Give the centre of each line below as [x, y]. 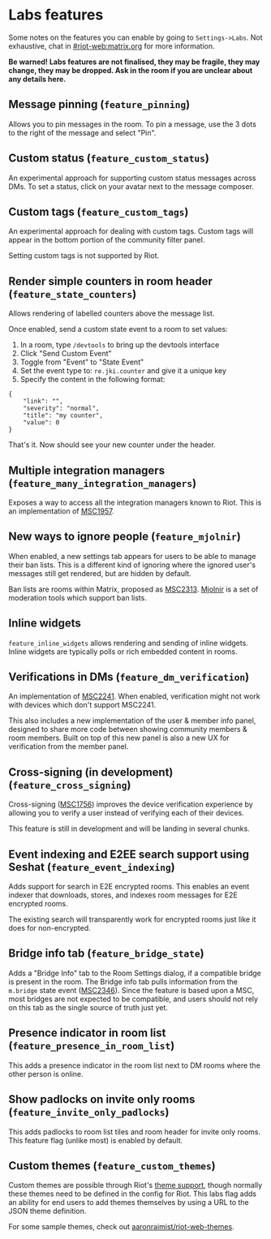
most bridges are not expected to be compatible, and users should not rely [133, 999]
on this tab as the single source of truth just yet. [88, 1007]
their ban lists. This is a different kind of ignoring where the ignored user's [132, 565]
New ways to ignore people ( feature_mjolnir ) [125, 537]
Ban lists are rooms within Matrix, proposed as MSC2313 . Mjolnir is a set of [133, 589]
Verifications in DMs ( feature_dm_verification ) [129, 677]
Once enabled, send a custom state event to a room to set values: [118, 329]
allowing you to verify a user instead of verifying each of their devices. [127, 813]
